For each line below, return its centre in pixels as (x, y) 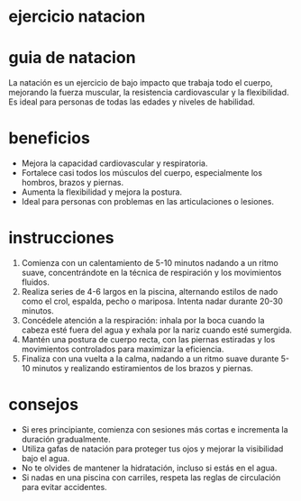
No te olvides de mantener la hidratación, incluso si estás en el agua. (149, 468)
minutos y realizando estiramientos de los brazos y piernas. (142, 368)
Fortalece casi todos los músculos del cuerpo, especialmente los (142, 173)
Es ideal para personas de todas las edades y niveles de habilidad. (132, 102)
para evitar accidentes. (64, 487)
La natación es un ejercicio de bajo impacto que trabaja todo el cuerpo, (141, 83)
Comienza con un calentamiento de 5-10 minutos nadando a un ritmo (150, 263)
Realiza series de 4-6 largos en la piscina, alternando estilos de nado (150, 291)
